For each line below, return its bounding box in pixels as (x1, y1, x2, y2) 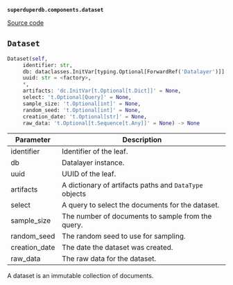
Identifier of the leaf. (62, 147, 128, 156)
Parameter (15, 135, 51, 145)
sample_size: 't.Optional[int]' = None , (22, 100, 141, 107)
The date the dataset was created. (62, 243, 173, 252)
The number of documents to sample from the (62, 212, 212, 221)
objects (62, 189, 87, 199)
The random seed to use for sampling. (62, 232, 186, 241)
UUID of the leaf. (62, 169, 116, 179)
